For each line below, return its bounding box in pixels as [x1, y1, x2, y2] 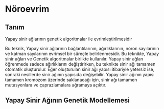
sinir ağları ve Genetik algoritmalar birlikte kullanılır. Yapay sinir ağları [5, 56, 143, 62]
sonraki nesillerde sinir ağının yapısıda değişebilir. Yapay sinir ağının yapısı [5, 72, 155, 77]
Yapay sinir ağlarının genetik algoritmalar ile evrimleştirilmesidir [5, 36, 132, 42]
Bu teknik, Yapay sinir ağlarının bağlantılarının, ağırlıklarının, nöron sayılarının [5, 46, 159, 51]
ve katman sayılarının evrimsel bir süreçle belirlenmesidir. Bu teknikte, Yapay [5, 51, 159, 56]
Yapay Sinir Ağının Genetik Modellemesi [5, 96, 130, 105]
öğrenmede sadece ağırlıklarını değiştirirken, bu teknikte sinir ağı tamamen [5, 61, 156, 67]
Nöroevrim [5, 3, 50, 15]
